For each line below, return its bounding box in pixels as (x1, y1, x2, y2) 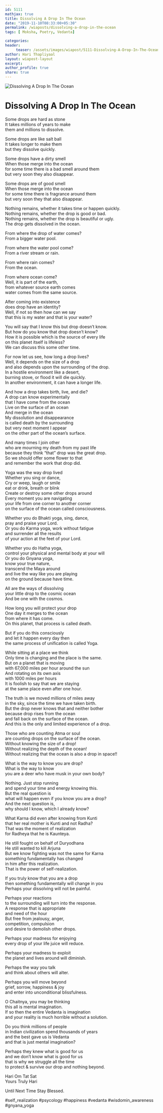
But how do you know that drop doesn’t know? (5, 328, 98, 335)
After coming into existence (5, 299, 60, 305)
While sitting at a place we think (5, 650, 69, 655)
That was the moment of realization (5, 825, 76, 831)
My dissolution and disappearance (5, 414, 74, 420)
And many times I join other (5, 440, 60, 445)
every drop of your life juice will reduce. (5, 940, 85, 946)
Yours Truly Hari (5, 1078, 37, 1084)
